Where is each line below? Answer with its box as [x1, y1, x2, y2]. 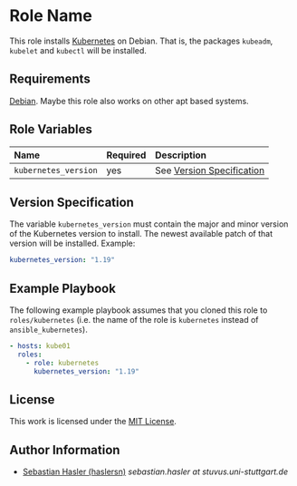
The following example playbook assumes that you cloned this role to [9, 305, 268, 316]
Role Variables [9, 121, 92, 137]
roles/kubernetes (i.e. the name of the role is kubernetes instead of [9, 315, 259, 326]
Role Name [9, 5, 92, 26]
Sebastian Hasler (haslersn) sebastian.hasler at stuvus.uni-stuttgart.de [22, 466, 288, 477]
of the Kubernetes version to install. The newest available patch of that [9, 228, 273, 239]
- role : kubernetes [25, 358, 100, 367]
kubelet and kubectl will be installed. [9, 44, 148, 55]
